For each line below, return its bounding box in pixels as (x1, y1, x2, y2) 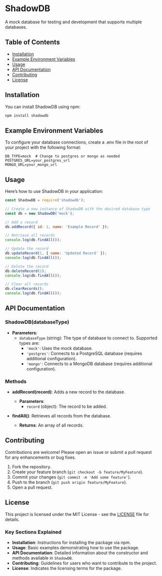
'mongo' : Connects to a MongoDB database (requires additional (26, 361, 153, 367)
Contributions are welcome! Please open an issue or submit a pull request (5, 449, 152, 455)
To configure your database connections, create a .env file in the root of (5, 139, 148, 145)
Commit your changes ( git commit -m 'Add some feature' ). (12, 474, 132, 480)
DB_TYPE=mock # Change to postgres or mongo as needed (5, 154, 120, 159)
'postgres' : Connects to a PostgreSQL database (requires (26, 350, 143, 356)
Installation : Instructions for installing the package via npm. (12, 539, 131, 545)
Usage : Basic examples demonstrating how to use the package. (12, 544, 139, 550)
